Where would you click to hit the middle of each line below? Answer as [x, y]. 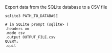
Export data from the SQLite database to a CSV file [56, 7]
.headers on [17, 29]
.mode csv [15, 33]
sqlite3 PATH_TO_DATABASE [31, 16]
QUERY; [12, 41]
